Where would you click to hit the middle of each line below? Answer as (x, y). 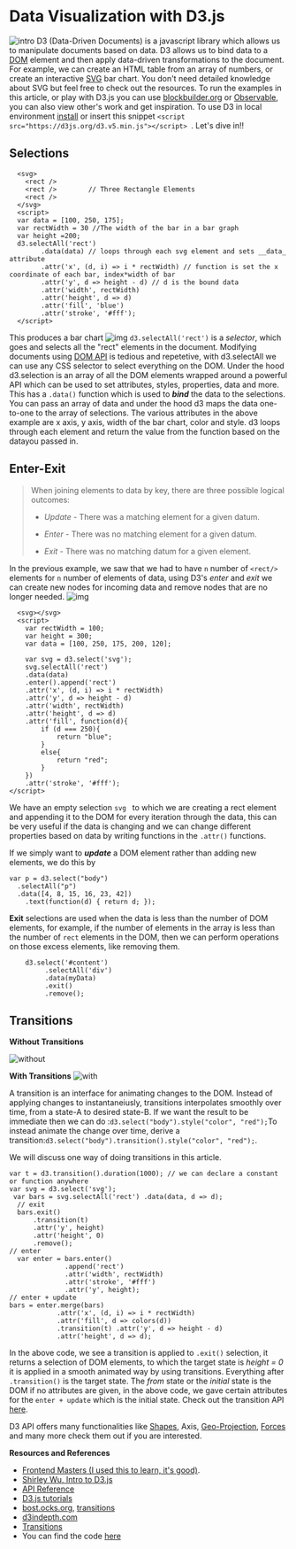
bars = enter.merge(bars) (57, 1305)
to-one (22, 413)
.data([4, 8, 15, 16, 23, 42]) (75, 894)
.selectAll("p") (47, 886)
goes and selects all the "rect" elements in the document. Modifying (133, 346)
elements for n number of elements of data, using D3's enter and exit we (141, 577)
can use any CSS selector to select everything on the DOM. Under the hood (147, 366)
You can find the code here (72, 1536)
